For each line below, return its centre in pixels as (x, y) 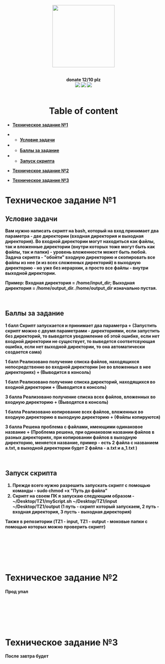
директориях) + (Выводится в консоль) (48, 372)
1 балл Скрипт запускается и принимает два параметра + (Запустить (81, 325)
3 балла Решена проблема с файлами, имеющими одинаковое (74, 427)
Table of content (83, 111)
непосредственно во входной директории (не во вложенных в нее (78, 367)
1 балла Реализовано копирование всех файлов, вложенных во (74, 412)
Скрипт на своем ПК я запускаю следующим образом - (73, 496)
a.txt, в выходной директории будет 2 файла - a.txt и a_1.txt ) (71, 448)
